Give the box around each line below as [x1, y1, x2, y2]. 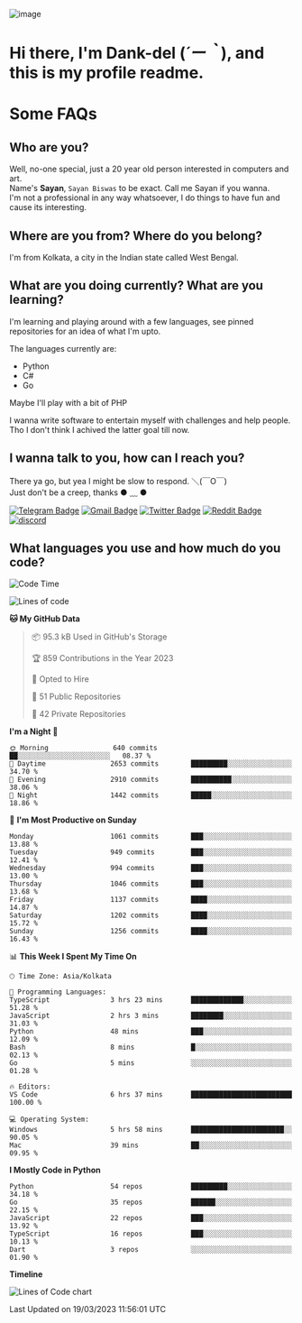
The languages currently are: [9, 343, 117, 354]
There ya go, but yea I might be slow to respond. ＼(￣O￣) [9, 475, 228, 486]
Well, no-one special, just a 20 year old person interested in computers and [9, 163, 289, 175]
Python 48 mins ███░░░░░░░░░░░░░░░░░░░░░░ [9, 1027, 293, 1036]
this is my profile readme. [9, 63, 205, 83]
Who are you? [9, 140, 89, 155]
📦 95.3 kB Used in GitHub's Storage [31, 631, 168, 642]
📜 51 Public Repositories [31, 691, 122, 703]
